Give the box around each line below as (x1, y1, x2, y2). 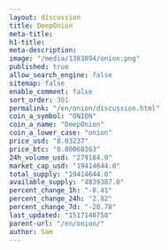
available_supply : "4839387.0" (9, 178, 125, 187)
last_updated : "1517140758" (9, 210, 113, 220)
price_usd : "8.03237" (9, 137, 89, 145)
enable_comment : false (9, 87, 93, 96)
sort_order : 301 (9, 95, 69, 105)
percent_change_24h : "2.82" (9, 194, 113, 204)
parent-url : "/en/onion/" (9, 219, 104, 228)
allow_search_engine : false (9, 71, 113, 80)
